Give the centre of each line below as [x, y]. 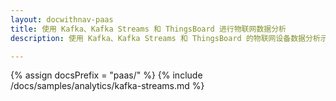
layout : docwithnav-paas [62, 19]
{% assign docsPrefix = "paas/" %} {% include [106, 75]
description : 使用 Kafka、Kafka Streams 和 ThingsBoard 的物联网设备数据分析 [165, 38]
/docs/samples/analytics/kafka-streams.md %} [107, 86]
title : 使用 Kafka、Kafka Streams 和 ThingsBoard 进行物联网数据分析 [148, 29]
